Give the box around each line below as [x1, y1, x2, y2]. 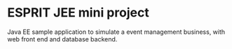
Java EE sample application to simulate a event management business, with [7, 28, 226, 36]
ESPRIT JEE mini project [7, 5, 149, 21]
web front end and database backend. [7, 35, 118, 43]
